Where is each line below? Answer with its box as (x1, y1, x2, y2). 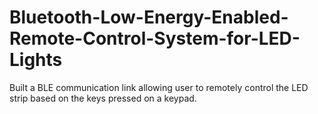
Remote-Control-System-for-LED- (9, 27, 301, 50)
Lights (9, 49, 63, 71)
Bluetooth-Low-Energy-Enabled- (9, 6, 289, 29)
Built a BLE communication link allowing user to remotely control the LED (9, 81, 309, 93)
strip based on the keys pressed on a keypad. (9, 92, 197, 104)
